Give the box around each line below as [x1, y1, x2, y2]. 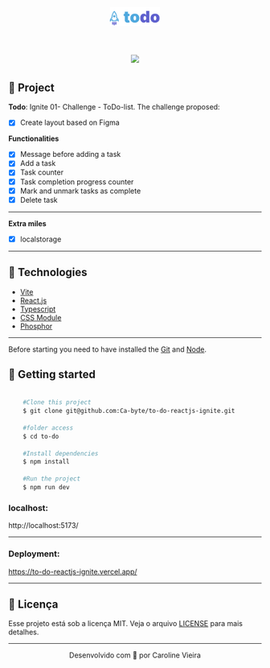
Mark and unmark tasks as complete [19, 186, 141, 196]
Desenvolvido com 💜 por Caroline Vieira [69, 650, 201, 660]
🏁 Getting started [8, 367, 96, 381]
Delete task [19, 195, 58, 204]
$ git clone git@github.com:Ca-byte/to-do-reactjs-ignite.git [22, 407, 235, 415]
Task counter [19, 167, 64, 177]
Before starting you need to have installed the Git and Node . [8, 344, 207, 354]
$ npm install [22, 458, 70, 466]
